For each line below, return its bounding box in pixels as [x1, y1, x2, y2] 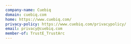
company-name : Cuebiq [5, 7, 51, 13]
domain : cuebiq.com [5, 12, 47, 17]
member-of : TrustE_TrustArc [5, 31, 65, 36]
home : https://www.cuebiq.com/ [5, 17, 72, 22]
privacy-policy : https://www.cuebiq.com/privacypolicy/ [5, 21, 126, 27]
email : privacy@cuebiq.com [5, 26, 63, 31]
